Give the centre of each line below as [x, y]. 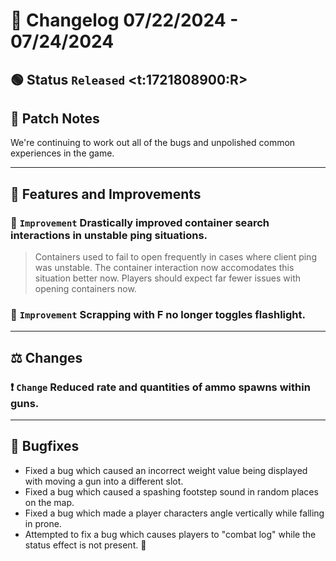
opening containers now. [85, 289]
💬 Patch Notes [55, 118]
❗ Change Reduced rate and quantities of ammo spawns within [160, 387]
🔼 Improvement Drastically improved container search [140, 222]
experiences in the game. [62, 153]
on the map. [49, 502]
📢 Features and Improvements [106, 194]
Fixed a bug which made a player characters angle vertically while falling [174, 513]
